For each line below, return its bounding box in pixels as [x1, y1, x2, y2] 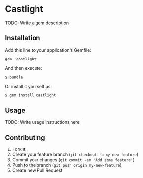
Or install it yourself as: [5, 83, 52, 89]
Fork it [12, 147, 26, 152]
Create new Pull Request [12, 167, 63, 173]
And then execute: [5, 65, 42, 71]
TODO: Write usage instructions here [5, 119, 80, 125]
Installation [5, 34, 40, 42]
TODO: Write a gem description [5, 20, 69, 26]
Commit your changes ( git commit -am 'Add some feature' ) [12, 157, 135, 163]
